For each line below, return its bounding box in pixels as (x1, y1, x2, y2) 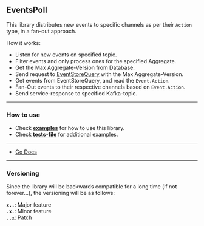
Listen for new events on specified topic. (15, 51, 117, 58)
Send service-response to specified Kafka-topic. (15, 89, 138, 97)
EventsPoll (6, 5, 47, 15)
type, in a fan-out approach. (6, 27, 77, 35)
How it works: (6, 39, 41, 46)
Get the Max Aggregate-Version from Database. (15, 64, 135, 71)
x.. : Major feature (6, 201, 52, 208)
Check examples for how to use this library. (15, 125, 125, 132)
